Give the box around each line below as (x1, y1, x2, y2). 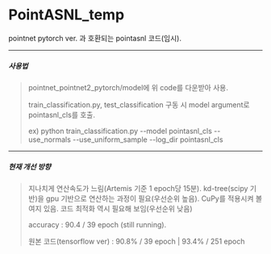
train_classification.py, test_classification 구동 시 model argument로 (27, 99, 250, 110)
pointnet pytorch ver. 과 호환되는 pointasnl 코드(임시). (8, 33, 181, 43)
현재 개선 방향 (8, 161, 51, 171)
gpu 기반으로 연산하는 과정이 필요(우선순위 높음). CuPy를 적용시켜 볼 (45, 194, 263, 203)
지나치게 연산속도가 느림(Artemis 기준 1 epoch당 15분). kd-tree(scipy (27, 183, 248, 193)
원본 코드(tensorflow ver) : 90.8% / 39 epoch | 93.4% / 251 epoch (27, 236, 245, 246)
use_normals (27, 135, 71, 144)
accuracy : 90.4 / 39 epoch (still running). (27, 219, 167, 229)
